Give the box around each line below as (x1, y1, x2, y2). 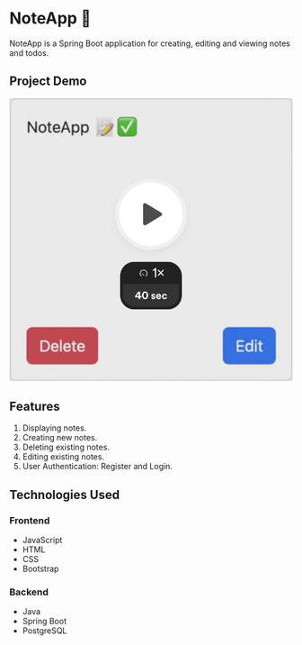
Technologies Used (9, 486, 120, 503)
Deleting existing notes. (22, 441, 111, 453)
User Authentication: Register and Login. (22, 461, 173, 472)
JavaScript (22, 534, 63, 545)
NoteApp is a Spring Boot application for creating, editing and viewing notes (9, 38, 290, 49)
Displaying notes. (22, 422, 87, 433)
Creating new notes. (22, 432, 98, 443)
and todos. (9, 47, 49, 58)
